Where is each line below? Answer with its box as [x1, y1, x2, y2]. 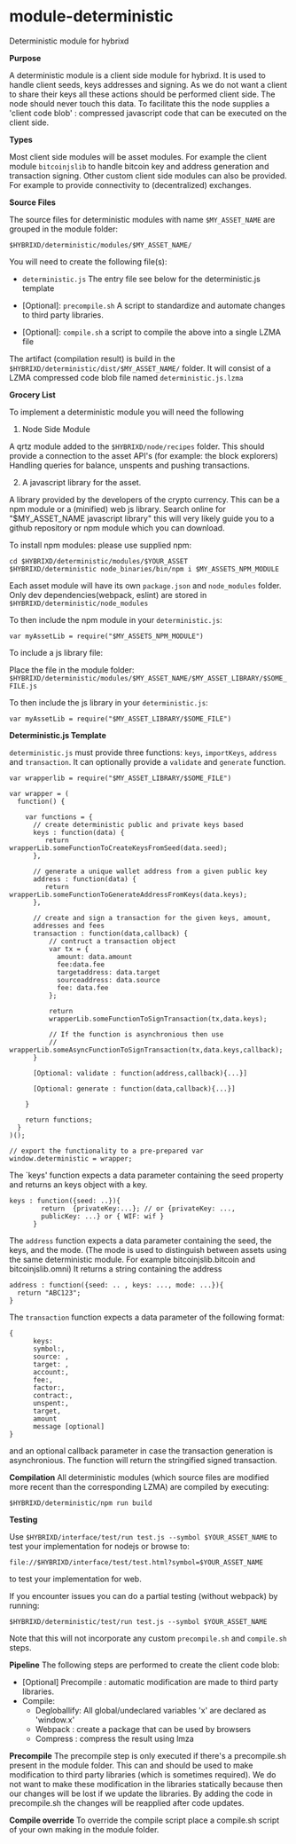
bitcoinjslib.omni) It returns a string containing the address [9, 1263, 222, 1274]
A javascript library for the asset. [21, 477, 142, 487]
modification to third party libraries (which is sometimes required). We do [9, 1769, 277, 1780]
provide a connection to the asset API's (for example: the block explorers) [9, 450, 279, 461]
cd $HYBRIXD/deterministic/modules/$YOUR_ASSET [9, 556, 189, 565]
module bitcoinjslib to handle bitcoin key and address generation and [9, 161, 269, 171]
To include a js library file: [9, 647, 104, 658]
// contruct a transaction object [48, 936, 176, 946]
